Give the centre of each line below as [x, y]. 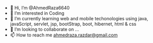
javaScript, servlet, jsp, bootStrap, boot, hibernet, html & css [73, 24]
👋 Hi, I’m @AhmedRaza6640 [40, 8]
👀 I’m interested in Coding [37, 13]
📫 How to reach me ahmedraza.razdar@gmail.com [64, 35]
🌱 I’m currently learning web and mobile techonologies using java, [79, 18]
